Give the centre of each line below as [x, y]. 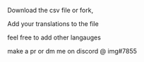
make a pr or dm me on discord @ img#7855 [72, 51]
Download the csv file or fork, [50, 10]
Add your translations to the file [53, 24]
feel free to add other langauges [54, 37]
